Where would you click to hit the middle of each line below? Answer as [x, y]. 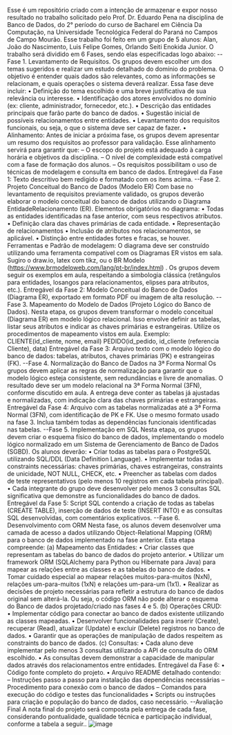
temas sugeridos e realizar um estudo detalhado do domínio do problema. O [116, 69]
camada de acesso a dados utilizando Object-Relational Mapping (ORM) [110, 532]
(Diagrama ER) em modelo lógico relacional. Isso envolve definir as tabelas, [114, 319]
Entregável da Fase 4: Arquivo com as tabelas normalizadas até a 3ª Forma [114, 407]
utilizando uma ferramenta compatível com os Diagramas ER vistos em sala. [115, 253]
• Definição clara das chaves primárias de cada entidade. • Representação [114, 223]
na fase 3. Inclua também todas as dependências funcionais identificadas [112, 422]
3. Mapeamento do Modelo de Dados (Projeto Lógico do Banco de [117, 304]
